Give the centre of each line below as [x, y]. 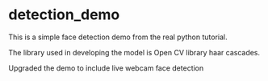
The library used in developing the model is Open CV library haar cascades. [134, 52]
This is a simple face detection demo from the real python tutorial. [118, 37]
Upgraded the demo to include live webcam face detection [106, 68]
